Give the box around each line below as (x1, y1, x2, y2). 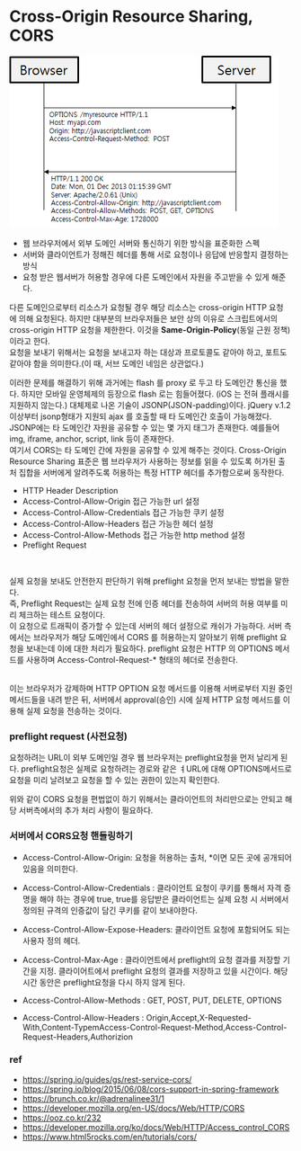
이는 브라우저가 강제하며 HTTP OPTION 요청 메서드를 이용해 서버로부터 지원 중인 (9, 683, 294, 693)
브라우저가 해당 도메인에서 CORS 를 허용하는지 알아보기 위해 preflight (32, 631, 279, 642)
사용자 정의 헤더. (22, 935, 81, 946)
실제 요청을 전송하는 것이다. (25, 705, 123, 716)
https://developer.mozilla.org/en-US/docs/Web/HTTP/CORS (22, 1102, 245, 1113)
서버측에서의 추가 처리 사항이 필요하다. (18, 805, 154, 816)
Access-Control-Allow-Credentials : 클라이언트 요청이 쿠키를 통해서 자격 (22, 882, 282, 893)
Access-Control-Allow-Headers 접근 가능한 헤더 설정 (22, 518, 214, 529)
